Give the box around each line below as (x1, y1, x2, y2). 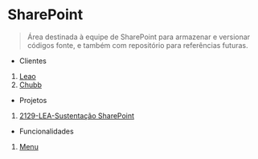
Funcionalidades (18, 126, 74, 136)
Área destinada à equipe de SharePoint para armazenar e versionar (27, 32, 251, 42)
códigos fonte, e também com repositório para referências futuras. (27, 40, 248, 50)
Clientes (18, 56, 47, 66)
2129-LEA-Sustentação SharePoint (18, 110, 134, 121)
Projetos (18, 95, 47, 105)
